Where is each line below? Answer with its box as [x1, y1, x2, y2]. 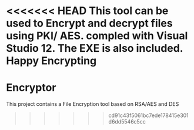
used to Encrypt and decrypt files [6, 16, 173, 30]
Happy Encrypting [6, 54, 97, 68]
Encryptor [6, 81, 56, 95]
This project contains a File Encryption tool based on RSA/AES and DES [6, 101, 179, 108]
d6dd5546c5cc [108, 118, 146, 125]
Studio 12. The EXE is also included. [6, 42, 183, 55]
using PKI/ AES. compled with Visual [6, 29, 188, 42]
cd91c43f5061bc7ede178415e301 [108, 112, 189, 119]
